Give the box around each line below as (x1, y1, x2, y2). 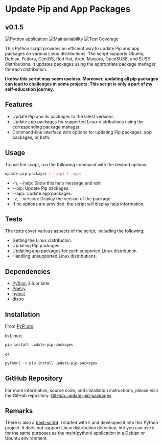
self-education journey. (5, 86, 54, 92)
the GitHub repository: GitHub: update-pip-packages (5, 393, 112, 398)
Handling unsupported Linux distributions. (12, 253, 97, 259)
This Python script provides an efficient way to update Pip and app (5, 46, 140, 51)
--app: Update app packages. (12, 190, 72, 196)
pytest (12, 291, 25, 297)
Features (5, 101, 33, 109)
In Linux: (5, 333, 23, 339)
